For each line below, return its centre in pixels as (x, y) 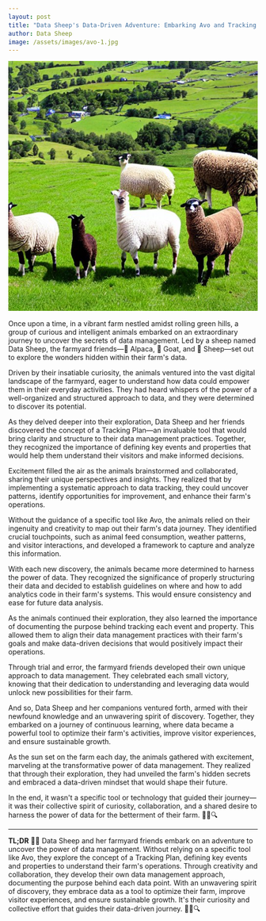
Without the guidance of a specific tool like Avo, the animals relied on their (129, 520)
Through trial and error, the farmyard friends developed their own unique (127, 667)
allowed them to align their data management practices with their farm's (125, 635)
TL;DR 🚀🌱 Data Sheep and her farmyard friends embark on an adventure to (131, 841)
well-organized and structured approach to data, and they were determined (131, 398)
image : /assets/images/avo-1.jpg (63, 42)
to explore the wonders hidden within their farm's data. (98, 358)
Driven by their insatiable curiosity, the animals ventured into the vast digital (132, 373)
